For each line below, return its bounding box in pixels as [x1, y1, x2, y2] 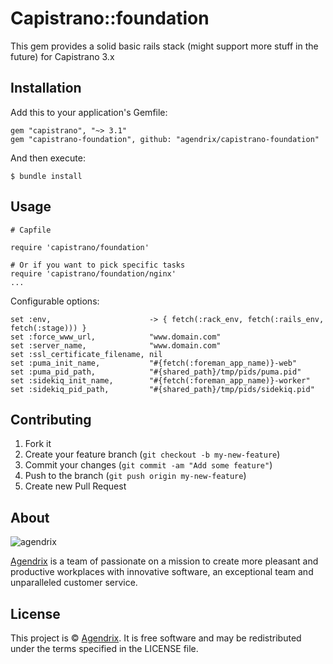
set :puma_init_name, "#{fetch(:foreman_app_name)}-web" [10, 358, 298, 368]
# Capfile [10, 225, 52, 235]
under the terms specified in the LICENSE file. [10, 643, 199, 654]
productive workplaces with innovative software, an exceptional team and [10, 566, 314, 578]
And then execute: [10, 152, 86, 164]
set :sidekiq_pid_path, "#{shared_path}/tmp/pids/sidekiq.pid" [10, 384, 315, 394]
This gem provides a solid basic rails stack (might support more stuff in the [10, 40, 319, 52]
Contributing [10, 411, 92, 428]
